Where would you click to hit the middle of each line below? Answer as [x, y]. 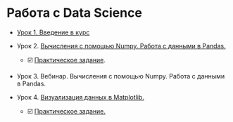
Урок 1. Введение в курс [53, 32]
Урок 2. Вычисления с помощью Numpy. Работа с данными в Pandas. [121, 46]
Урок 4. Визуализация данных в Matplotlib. [81, 97]
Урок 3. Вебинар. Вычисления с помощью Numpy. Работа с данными [121, 76]
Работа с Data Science [74, 13]
